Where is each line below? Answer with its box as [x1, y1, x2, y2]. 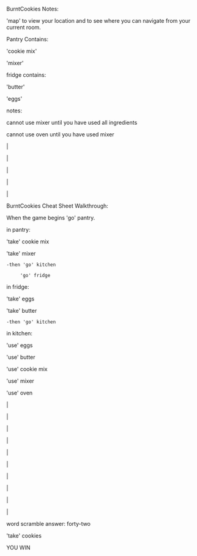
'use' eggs [6, 342, 33, 349]
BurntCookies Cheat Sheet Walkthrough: [6, 202, 109, 209]
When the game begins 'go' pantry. [6, 214, 95, 221]
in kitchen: [6, 330, 32, 337]
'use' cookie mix [6, 366, 48, 372]
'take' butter [6, 307, 37, 314]
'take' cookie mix [6, 238, 50, 245]
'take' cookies [6, 532, 42, 539]
